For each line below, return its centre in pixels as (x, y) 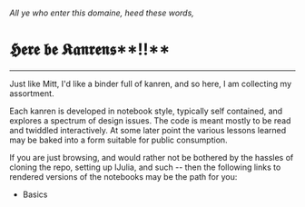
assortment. (32, 93)
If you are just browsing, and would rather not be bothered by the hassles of (152, 157)
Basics (35, 194)
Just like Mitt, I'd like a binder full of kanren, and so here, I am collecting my (151, 84)
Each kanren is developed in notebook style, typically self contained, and (146, 111)
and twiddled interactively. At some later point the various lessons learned (148, 130)
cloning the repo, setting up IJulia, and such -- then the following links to (145, 167)
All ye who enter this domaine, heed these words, (102, 13)
